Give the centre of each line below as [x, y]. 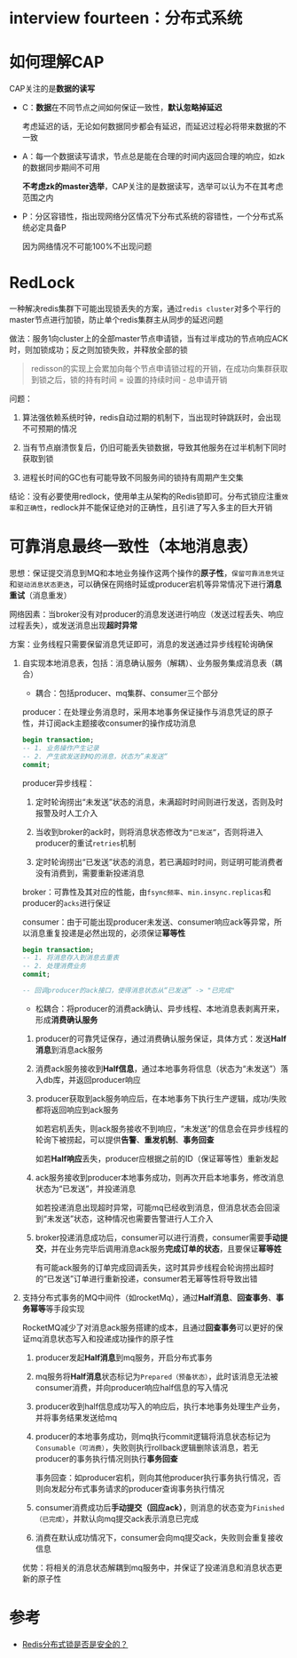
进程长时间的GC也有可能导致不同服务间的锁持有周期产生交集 [133, 477]
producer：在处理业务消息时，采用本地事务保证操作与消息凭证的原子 [148, 712]
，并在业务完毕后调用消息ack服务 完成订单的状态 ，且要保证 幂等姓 [162, 1248]
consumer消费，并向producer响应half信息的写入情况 [132, 1387]
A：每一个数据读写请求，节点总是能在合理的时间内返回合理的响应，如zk [153, 156]
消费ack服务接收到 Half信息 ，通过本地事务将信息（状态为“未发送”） [158, 1069]
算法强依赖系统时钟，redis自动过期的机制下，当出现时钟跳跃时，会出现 [152, 418]
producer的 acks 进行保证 [66, 902]
